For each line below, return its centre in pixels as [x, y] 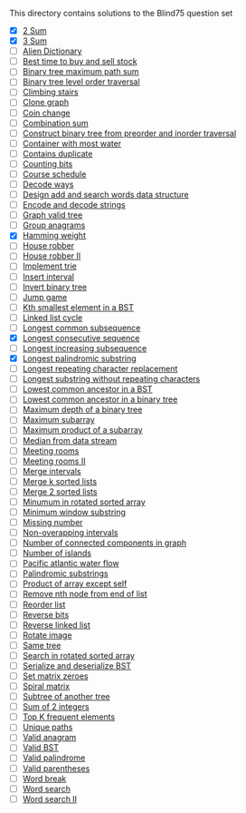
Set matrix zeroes [55, 676]
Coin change [46, 113]
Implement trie [49, 266]
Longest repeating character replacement [100, 369]
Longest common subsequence [81, 328]
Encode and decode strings [74, 205]
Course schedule [54, 174]
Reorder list [44, 604]
